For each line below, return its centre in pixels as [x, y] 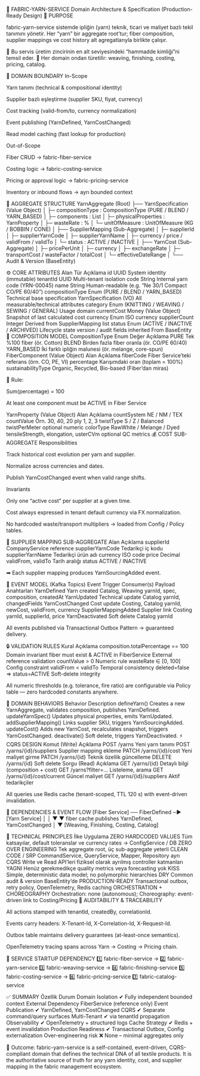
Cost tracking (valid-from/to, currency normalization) [71, 111]
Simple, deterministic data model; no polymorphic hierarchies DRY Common [100, 875]
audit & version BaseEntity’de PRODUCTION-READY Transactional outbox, [97, 881]
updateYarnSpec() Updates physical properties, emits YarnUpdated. [90, 716]
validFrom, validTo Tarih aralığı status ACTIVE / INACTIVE [77, 561]
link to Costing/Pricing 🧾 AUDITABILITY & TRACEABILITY [93, 900]
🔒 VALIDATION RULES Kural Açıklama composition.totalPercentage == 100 [98, 646]
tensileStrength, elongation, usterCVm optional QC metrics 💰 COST [90, 434]
